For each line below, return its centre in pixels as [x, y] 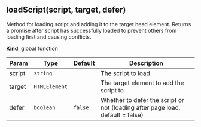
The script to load [126, 73]
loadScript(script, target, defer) [66, 10]
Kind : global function [32, 48]
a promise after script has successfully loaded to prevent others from [92, 30]
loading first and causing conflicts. [49, 37]
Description [146, 63]
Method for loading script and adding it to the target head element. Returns [99, 24]
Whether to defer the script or [142, 100]
